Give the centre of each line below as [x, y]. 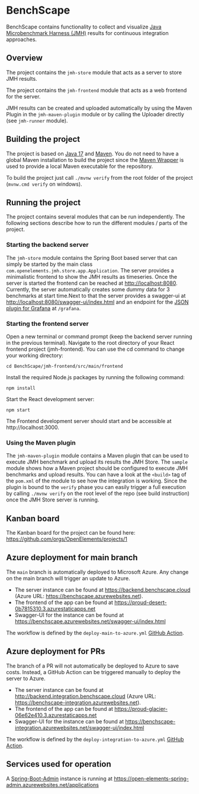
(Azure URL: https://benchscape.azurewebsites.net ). [79, 596]
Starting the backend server [47, 245]
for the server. [23, 96]
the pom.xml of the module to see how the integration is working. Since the [97, 481]
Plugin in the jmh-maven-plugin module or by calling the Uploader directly [95, 114]
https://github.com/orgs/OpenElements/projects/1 [67, 539]
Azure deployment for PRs [56, 651]
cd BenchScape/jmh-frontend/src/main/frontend [65, 366]
